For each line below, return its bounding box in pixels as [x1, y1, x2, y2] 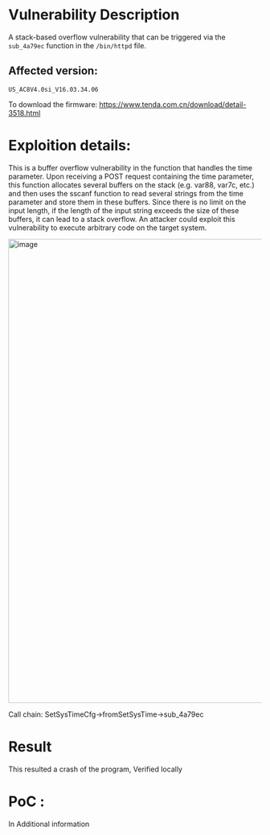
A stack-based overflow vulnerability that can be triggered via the [8, 32, 227, 42]
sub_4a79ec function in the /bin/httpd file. [8, 40, 147, 50]
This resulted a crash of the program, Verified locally [8, 764, 183, 774]
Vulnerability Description [8, 6, 180, 24]
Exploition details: [8, 136, 131, 154]
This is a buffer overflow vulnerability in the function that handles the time [8, 162, 253, 172]
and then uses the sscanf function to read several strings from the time [8, 188, 243, 198]
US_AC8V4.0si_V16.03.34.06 [8, 85, 99, 93]
